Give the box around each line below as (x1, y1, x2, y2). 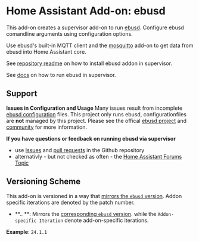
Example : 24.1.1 (6, 228, 48, 235)
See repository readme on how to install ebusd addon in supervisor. (6, 60, 173, 67)
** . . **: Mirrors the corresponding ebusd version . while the (14, 210, 157, 217)
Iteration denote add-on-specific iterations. (39, 217, 149, 224)
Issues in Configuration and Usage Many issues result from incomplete (6, 104, 183, 112)
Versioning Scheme (6, 177, 81, 187)
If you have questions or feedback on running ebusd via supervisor (6, 135, 176, 142)
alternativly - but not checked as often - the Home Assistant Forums (14, 153, 182, 160)
